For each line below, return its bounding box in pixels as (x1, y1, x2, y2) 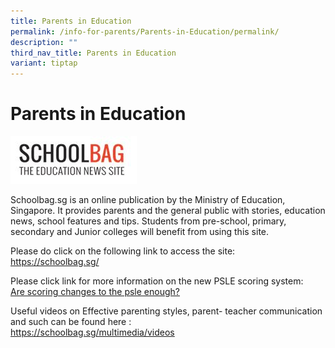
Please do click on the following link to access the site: (10, 245, 236, 257)
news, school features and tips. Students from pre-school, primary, (10, 215, 287, 227)
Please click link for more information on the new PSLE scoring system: (10, 275, 304, 287)
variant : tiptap (10, 58, 78, 69)
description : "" (10, 37, 78, 47)
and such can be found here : (10, 315, 132, 327)
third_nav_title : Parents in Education (10, 48, 177, 58)
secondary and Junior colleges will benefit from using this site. (10, 225, 270, 237)
